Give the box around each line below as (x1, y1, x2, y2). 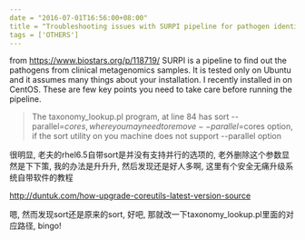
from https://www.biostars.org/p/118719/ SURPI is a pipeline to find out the (9, 55, 288, 66)
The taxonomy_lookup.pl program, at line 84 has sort (31, 111, 230, 123)
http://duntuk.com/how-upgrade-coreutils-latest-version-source (9, 190, 251, 201)
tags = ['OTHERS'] (9, 30, 79, 39)
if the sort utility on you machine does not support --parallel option (31, 131, 282, 142)
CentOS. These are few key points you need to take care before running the (9, 84, 292, 95)
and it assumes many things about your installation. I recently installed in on (9, 75, 293, 85)
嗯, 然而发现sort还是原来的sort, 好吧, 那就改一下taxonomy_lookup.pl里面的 (9, 209, 286, 220)
